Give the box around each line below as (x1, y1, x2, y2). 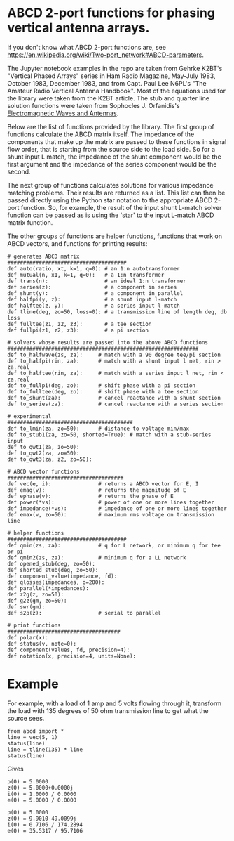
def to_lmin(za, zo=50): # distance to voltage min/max (7, 425, 190, 432)
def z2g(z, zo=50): (7, 591, 64, 598)
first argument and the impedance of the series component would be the (7, 159, 217, 168)
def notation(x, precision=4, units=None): (7, 652, 137, 660)
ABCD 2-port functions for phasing (7, 5, 216, 21)
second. (7, 167, 31, 176)
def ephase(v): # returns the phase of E (7, 493, 174, 500)
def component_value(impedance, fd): (7, 573, 118, 580)
